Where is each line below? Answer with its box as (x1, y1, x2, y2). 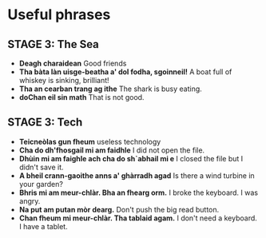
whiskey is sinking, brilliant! (18, 76, 109, 85)
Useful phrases (7, 6, 111, 24)
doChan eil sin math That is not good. (18, 93, 145, 101)
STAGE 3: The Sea (7, 38, 99, 51)
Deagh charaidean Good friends (18, 58, 127, 68)
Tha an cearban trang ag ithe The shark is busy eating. (18, 84, 203, 93)
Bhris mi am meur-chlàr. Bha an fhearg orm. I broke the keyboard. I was (18, 188, 259, 197)
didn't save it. (18, 162, 65, 172)
